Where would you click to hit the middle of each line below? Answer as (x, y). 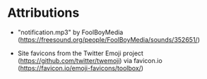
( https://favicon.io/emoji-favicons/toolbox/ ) (80, 68)
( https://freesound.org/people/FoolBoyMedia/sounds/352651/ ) (108, 39)
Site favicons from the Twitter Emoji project (80, 53)
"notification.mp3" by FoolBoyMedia (70, 32)
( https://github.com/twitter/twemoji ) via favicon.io (90, 60)
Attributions (43, 13)
